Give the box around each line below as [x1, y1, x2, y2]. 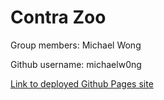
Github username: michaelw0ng [10, 58, 142, 70]
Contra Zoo [10, 6, 107, 29]
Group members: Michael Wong [10, 39, 142, 51]
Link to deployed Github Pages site [10, 77, 154, 90]
